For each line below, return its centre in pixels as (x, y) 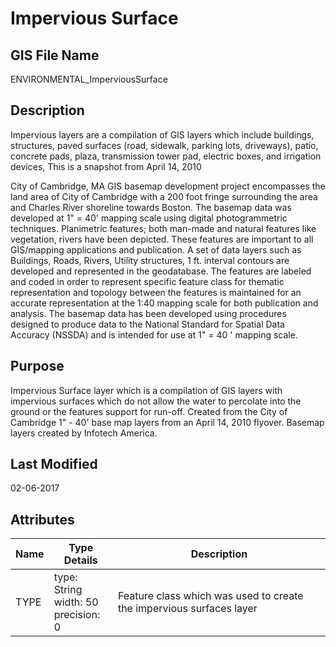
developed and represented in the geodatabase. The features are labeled (161, 271)
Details (80, 560)
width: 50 (76, 602)
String (68, 590)
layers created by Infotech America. (84, 433)
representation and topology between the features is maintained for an (156, 292)
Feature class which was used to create (210, 596)
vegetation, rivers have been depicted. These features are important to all (162, 239)
